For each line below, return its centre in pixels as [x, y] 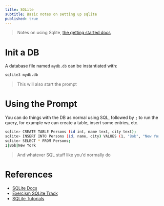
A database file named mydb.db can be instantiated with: [61, 66]
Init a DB [22, 52]
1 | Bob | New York [20, 145]
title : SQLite [20, 10]
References [29, 174]
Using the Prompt [41, 104]
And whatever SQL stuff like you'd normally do [64, 155]
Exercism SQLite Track [35, 193]
